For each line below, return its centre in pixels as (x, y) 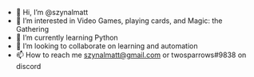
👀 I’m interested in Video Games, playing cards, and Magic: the (119, 21)
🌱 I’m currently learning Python (67, 37)
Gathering (32, 29)
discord (28, 66)
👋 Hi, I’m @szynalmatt (52, 12)
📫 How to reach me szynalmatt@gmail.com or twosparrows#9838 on (131, 55)
